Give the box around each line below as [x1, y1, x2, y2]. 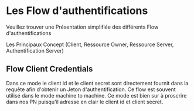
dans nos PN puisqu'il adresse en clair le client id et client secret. [6, 98, 164, 105]
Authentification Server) [6, 47, 64, 54]
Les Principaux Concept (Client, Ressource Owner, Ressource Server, [6, 41, 174, 48]
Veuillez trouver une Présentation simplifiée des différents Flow [6, 23, 159, 30]
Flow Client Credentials [6, 64, 93, 74]
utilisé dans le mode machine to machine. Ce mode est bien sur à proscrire [6, 92, 187, 99]
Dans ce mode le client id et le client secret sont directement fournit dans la [6, 79, 189, 86]
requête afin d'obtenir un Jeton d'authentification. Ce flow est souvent [6, 86, 176, 93]
